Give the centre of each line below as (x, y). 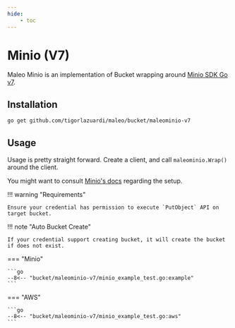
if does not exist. (36, 245)
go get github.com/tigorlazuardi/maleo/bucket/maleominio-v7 (99, 121)
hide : (15, 14)
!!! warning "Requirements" (47, 194)
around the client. (33, 167)
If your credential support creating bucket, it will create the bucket (116, 239)
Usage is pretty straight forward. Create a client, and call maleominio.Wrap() (117, 159)
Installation (32, 104)
